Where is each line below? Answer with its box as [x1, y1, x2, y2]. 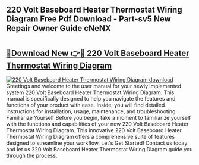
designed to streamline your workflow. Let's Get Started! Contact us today [6, 139, 188, 147]
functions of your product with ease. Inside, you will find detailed [6, 101, 165, 108]
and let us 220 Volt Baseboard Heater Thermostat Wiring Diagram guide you [6, 146, 193, 152]
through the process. [6, 152, 58, 159]
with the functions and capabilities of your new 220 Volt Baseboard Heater [6, 120, 189, 127]
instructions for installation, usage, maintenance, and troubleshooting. [6, 108, 177, 115]
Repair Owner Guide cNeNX [6, 23, 111, 33]
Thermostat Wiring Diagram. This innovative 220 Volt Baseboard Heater [6, 127, 182, 133]
